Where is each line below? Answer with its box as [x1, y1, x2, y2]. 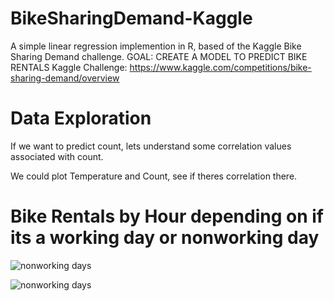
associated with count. [10, 150, 104, 162]
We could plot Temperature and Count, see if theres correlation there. [10, 170, 298, 182]
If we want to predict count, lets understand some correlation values [10, 140, 292, 152]
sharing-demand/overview [10, 72, 120, 84]
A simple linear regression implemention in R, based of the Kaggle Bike [10, 40, 302, 52]
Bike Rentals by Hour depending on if [10, 205, 324, 228]
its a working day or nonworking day [10, 227, 320, 249]
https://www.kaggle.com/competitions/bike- [129, 61, 312, 73]
